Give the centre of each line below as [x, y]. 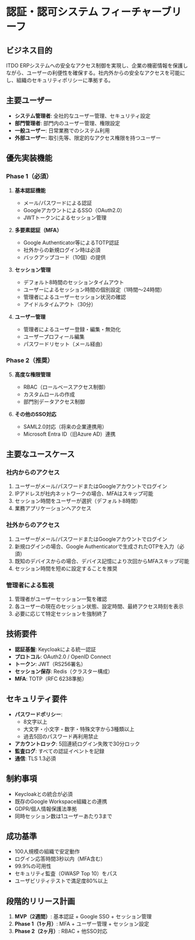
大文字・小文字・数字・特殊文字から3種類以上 [79, 729]
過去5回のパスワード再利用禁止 [61, 736]
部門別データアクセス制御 [54, 402]
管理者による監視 [30, 585]
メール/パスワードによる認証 [58, 203]
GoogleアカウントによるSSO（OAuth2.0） [74, 210]
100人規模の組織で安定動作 [47, 852]
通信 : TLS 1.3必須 [35, 758]
